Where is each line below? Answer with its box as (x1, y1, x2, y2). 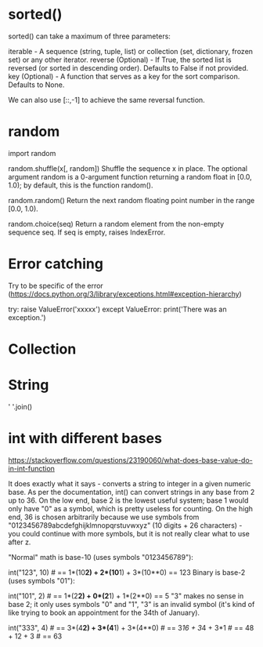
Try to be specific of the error (8, 281, 103, 290)
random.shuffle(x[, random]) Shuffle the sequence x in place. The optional (8, 163, 248, 173)
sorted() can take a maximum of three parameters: (8, 31, 171, 41)
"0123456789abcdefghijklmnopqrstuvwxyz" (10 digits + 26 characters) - (8, 520, 243, 530)
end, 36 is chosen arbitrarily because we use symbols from (8, 512, 200, 522)
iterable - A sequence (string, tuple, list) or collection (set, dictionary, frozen (8, 46, 253, 56)
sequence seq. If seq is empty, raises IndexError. (8, 227, 166, 237)
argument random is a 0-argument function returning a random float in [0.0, (8, 172, 252, 181)
